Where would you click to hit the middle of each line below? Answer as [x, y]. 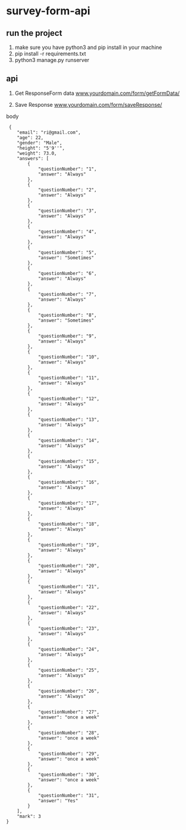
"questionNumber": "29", [69, 754]
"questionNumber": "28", [69, 733]
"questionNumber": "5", [67, 252]
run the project [34, 33]
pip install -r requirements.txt [50, 54]
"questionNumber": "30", [69, 775]
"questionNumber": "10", [69, 357]
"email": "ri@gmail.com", [49, 132]
